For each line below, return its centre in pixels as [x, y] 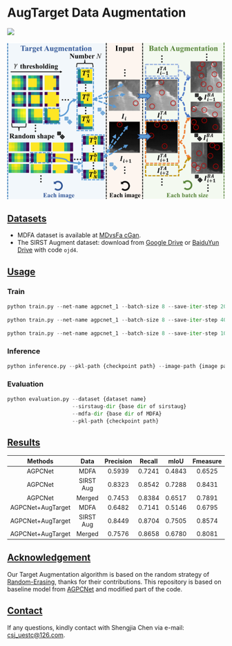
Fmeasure [207, 461]
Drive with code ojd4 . [47, 250]
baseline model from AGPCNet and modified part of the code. [95, 589]
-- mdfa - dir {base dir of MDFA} [117, 414]
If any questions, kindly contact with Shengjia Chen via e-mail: [96, 627]
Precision [118, 461]
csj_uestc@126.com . [36, 635]
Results [24, 443]
